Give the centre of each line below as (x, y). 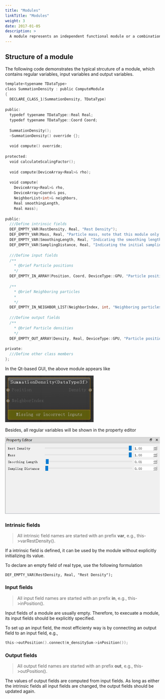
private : (14, 349)
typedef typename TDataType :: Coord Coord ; (54, 120)
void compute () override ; (36, 146)
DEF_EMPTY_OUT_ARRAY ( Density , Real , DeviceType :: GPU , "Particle (77, 338)
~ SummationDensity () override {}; (45, 136)
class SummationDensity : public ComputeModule (55, 89)
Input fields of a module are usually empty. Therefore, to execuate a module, (82, 613)
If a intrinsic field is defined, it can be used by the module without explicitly (81, 551)
